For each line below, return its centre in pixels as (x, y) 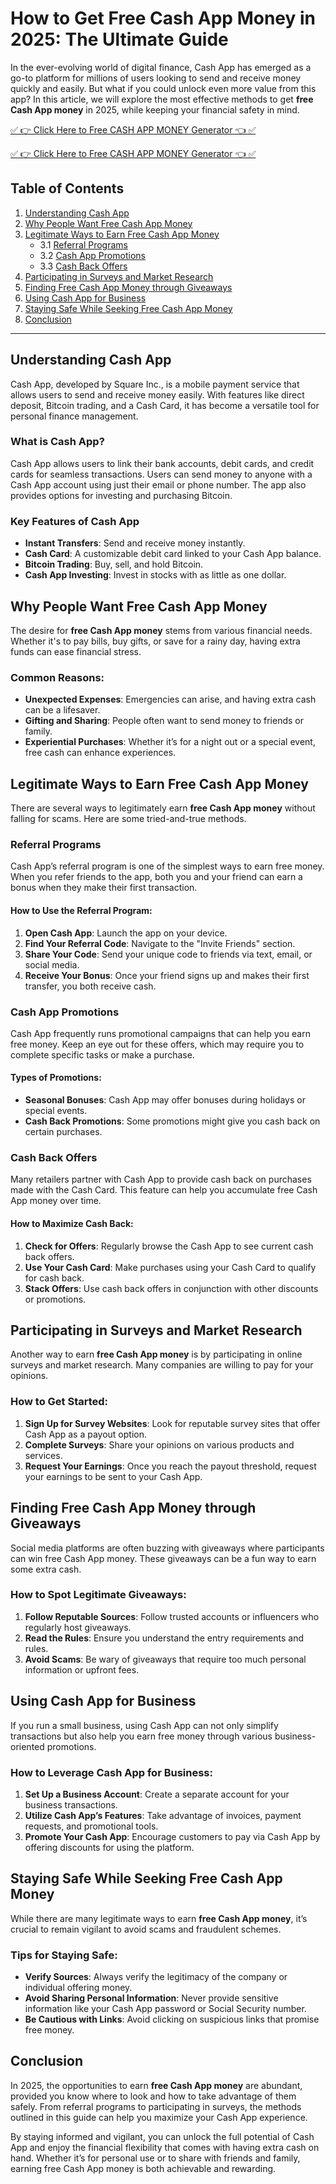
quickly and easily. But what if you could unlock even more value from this (163, 88)
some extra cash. (46, 1569)
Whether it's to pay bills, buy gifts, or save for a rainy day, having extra (155, 641)
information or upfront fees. (82, 1669)
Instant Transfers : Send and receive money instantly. (135, 543)
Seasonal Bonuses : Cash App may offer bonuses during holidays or (165, 1100)
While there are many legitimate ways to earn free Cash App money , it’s (159, 1918)
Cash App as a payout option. (86, 1434)
